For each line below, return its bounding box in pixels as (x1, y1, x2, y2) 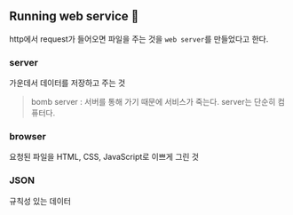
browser (9, 131, 46, 143)
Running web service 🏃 (9, 9, 139, 24)
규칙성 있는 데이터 (9, 195, 71, 206)
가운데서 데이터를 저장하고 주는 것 (9, 77, 126, 89)
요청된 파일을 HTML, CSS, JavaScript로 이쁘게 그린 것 (9, 152, 200, 163)
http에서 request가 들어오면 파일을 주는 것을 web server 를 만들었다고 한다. (9, 33, 269, 44)
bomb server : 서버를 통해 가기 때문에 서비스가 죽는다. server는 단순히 (30, 97, 276, 107)
